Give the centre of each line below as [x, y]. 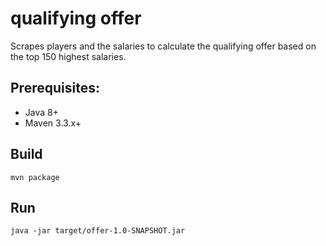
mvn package [35, 177]
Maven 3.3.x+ [53, 123]
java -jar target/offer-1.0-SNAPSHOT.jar [98, 231]
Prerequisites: [55, 88]
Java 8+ [41, 112]
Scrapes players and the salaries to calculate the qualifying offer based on [163, 46]
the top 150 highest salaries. [68, 56]
